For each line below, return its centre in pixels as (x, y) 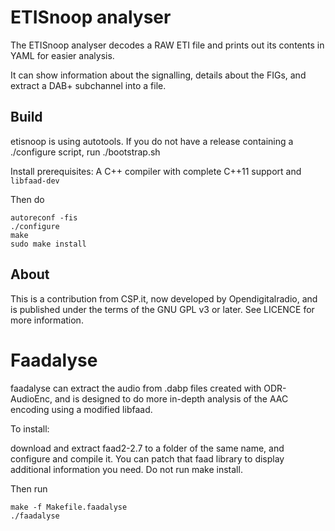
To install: (30, 428)
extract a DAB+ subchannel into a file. (88, 85)
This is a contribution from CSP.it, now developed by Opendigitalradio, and (164, 298)
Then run (29, 488)
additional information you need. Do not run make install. (126, 469)
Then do (27, 199)
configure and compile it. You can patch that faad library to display (147, 458)
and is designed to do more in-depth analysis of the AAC (171, 398)
